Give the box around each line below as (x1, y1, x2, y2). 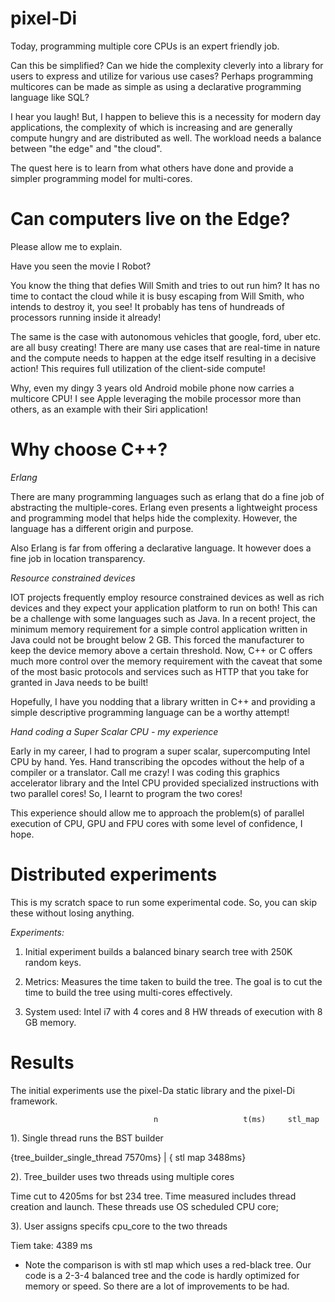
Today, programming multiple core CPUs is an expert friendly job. (10, 40, 280, 52)
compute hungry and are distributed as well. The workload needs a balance (10, 132, 322, 144)
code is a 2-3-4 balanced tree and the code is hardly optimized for (24, 1269, 300, 1281)
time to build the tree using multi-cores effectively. (24, 986, 233, 998)
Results (10, 1051, 75, 1074)
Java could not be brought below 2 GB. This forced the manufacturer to (10, 633, 305, 646)
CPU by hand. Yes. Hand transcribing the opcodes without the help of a (10, 755, 305, 767)
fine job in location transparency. (10, 552, 146, 564)
